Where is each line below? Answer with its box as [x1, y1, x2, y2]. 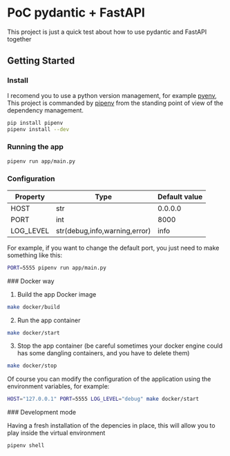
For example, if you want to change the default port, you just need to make [7, 244, 220, 252]
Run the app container [17, 316, 81, 324]
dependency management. [7, 106, 84, 115]
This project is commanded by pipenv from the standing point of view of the [7, 99, 224, 107]
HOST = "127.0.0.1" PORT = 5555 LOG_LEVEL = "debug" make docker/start [7, 395, 199, 403]
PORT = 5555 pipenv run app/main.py [7, 264, 107, 271]
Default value [157, 192, 203, 201]
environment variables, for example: [7, 382, 110, 390]
